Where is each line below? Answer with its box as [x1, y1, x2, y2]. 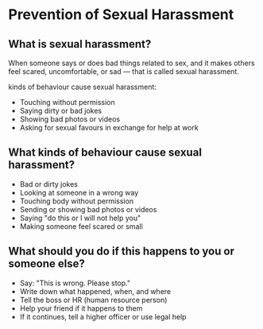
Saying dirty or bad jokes [19, 106, 102, 115]
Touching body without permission [19, 196, 133, 206]
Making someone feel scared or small [19, 221, 143, 231]
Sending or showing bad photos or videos [19, 204, 157, 214]
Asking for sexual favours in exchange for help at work [19, 123, 199, 132]
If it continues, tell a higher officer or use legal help [19, 312, 187, 321]
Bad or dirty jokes [19, 179, 78, 188]
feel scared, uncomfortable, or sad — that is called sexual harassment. [8, 67, 240, 76]
